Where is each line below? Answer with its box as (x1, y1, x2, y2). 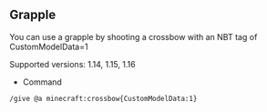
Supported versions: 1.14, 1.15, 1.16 (9, 58, 136, 69)
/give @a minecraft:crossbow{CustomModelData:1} (9, 94, 198, 103)
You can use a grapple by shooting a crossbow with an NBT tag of (9, 31, 258, 42)
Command (22, 76, 62, 87)
